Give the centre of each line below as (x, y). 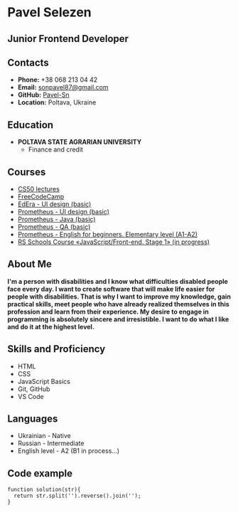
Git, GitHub (34, 389)
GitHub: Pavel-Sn (43, 95)
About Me (29, 264)
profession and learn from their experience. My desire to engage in (108, 311)
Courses (27, 172)
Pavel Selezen (50, 12)
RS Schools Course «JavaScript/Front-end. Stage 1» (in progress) (114, 242)
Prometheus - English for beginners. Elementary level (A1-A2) (107, 235)
